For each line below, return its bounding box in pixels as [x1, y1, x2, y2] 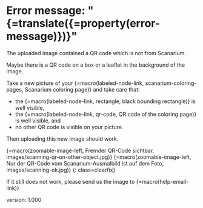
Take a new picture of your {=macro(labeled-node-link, [6, 79, 144, 87]
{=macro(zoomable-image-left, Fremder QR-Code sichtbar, [6, 147, 155, 154]
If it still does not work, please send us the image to [6, 178, 135, 185]
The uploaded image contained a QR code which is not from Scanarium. [6, 49, 187, 56]
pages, [6, 86, 24, 93]
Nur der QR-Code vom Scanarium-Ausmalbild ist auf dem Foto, [6, 159, 164, 167]
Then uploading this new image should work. [6, 135, 119, 143]
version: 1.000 [6, 196, 42, 203]
